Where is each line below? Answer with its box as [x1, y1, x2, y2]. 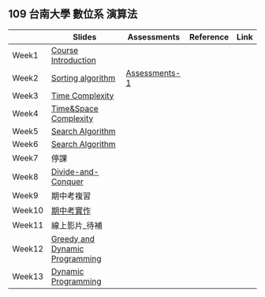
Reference [188, 31, 230, 42]
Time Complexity [50, 90, 114, 101]
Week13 [12, 271, 44, 282]
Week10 [12, 205, 44, 216]
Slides [72, 31, 97, 42]
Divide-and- [50, 166, 99, 177]
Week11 [12, 220, 44, 231]
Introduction [50, 55, 97, 66]
